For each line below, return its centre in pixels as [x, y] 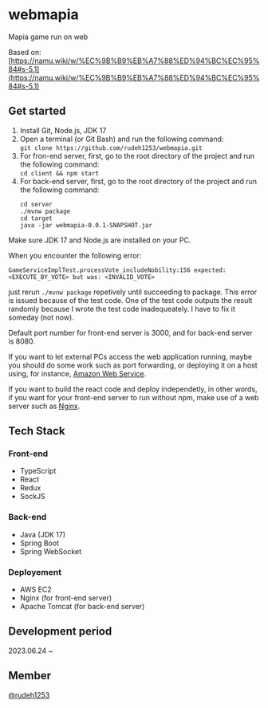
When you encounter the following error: [75, 255]
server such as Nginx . [44, 406]
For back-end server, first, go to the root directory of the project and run [138, 181]
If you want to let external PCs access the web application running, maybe [130, 356]
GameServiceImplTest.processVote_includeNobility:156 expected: [117, 270]
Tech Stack [37, 431]
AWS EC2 [35, 590]
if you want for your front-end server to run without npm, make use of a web [134, 397]
